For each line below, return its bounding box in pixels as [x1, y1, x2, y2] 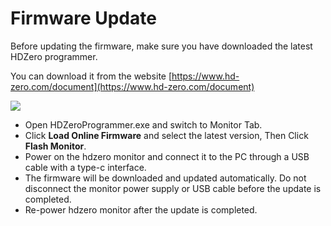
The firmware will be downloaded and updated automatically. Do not [24, 172, 307, 184]
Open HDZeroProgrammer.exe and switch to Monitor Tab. [24, 118, 263, 131]
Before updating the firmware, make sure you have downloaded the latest [10, 40, 313, 52]
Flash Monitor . [24, 140, 87, 152]
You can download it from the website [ [10, 70, 173, 82]
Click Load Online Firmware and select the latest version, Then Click [24, 129, 309, 141]
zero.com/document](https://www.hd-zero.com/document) [10, 80, 255, 92]
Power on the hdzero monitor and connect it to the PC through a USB [24, 150, 310, 162]
